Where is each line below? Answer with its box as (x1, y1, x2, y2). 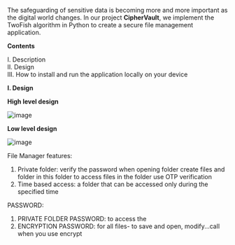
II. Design (7, 63, 35, 71)
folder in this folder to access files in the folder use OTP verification (17, 173, 212, 181)
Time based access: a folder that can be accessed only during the (17, 180, 208, 188)
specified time (17, 188, 59, 195)
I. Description (7, 55, 46, 64)
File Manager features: (7, 152, 73, 160)
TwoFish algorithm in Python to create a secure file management (7, 21, 194, 29)
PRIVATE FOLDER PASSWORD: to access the (17, 215, 147, 223)
